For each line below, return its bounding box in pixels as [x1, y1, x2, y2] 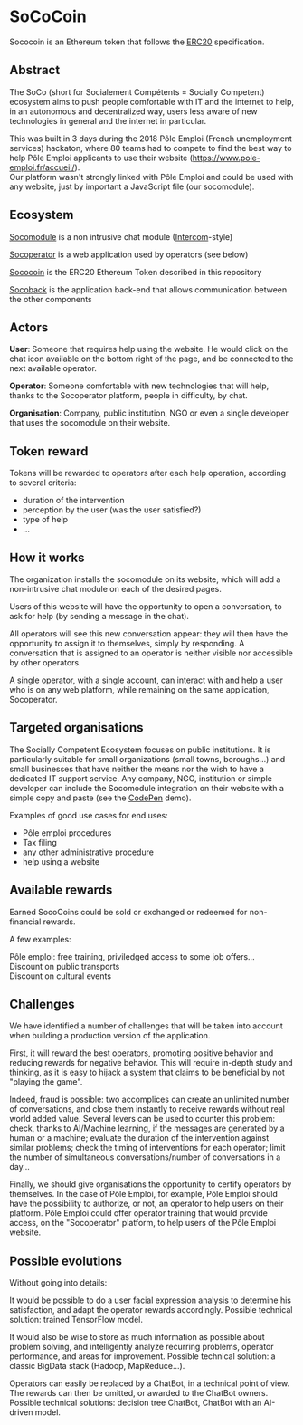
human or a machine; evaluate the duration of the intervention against [9, 1133, 270, 1143]
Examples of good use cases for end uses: [9, 809, 169, 820]
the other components [9, 293, 92, 304]
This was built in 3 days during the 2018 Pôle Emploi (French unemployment [9, 133, 292, 144]
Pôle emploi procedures [22, 827, 112, 838]
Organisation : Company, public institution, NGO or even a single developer [9, 407, 289, 418]
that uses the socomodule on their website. [9, 417, 171, 428]
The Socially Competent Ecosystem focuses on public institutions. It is [9, 744, 271, 755]
